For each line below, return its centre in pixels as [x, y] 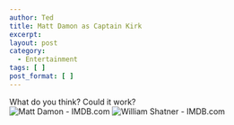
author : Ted [31, 18]
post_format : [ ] [42, 76]
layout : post [34, 43]
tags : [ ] [28, 68]
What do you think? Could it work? [73, 102]
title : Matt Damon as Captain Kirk [76, 26]
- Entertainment [48, 59]
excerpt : [26, 34]
